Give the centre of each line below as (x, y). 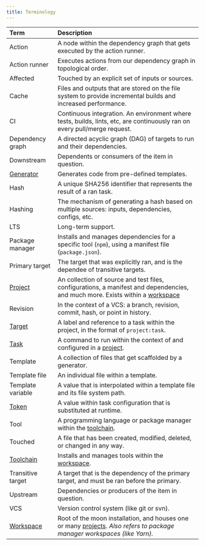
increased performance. (92, 103)
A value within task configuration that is (114, 403)
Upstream (23, 495)
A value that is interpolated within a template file (126, 385)
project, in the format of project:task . (112, 330)
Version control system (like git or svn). (113, 508)
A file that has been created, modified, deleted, (125, 438)
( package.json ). (80, 252)
